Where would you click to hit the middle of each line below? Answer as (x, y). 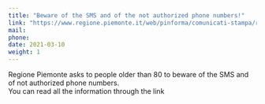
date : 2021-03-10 (37, 45)
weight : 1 (24, 52)
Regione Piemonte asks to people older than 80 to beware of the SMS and (129, 74)
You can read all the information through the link (86, 91)
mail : (17, 30)
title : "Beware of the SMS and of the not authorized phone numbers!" (127, 15)
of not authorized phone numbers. (64, 83)
